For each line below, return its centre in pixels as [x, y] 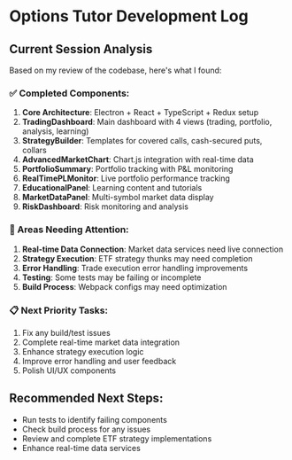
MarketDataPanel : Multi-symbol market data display [118, 198]
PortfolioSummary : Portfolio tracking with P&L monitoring [127, 169]
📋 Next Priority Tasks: [59, 310]
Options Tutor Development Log [129, 16]
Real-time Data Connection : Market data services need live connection [153, 249]
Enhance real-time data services [81, 448]
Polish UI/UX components [69, 370]
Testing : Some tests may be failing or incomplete [111, 277]
